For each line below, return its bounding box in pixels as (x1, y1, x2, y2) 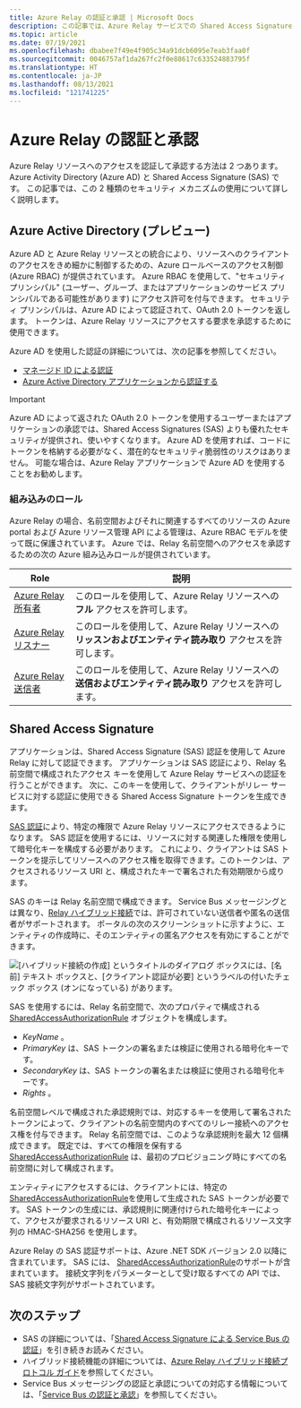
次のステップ (9, 1308, 81, 1323)
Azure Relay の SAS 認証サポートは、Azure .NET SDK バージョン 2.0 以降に (9, 1246, 288, 1257)
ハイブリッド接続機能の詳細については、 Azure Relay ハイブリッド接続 (21, 1356, 280, 1367)
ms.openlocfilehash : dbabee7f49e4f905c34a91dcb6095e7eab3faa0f (9, 47, 251, 56)
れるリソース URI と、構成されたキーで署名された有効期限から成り (39, 866, 285, 877)
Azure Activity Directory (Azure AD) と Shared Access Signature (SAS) (9, 172, 271, 183)
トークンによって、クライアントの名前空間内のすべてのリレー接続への (9, 1118, 267, 1129)
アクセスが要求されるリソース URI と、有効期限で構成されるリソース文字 (24, 1215, 292, 1226)
